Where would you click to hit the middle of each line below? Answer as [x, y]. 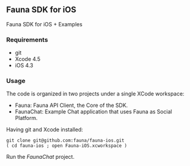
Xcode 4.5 [28, 59]
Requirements [27, 39]
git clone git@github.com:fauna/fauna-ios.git [65, 141]
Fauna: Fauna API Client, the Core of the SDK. [71, 105]
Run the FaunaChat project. [40, 157]
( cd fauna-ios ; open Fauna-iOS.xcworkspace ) [67, 146]
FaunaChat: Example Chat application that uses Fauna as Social [94, 112]
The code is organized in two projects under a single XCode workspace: [95, 94]
